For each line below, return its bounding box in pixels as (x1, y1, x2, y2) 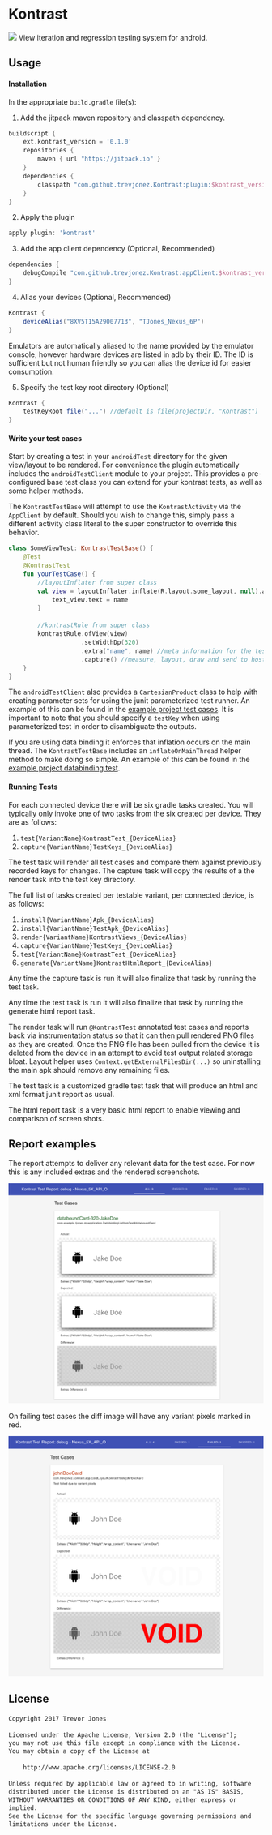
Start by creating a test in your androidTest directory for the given (8, 452, 228, 461)
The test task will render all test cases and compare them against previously (8, 857, 262, 867)
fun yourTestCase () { (23, 569, 96, 578)
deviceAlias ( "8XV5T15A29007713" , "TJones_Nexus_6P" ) (23, 317, 205, 325)
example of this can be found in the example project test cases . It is (8, 705, 234, 714)
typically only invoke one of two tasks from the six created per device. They (8, 808, 261, 818)
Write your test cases (8, 433, 83, 443)
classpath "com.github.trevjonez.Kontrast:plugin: (37, 180, 212, 189)
